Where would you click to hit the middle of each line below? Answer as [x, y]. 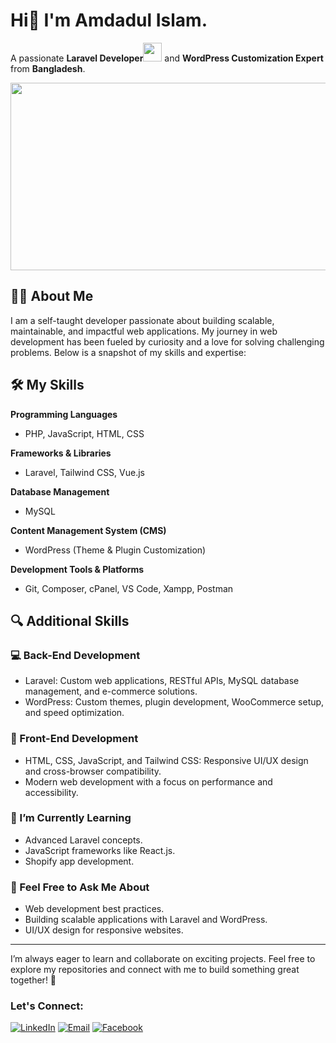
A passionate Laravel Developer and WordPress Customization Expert [167, 58]
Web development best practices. [94, 909]
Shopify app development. [79, 861]
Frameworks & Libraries [61, 453]
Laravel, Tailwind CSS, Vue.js [84, 472]
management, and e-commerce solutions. [111, 691]
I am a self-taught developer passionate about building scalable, [142, 320]
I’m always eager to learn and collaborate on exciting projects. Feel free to [163, 959]
